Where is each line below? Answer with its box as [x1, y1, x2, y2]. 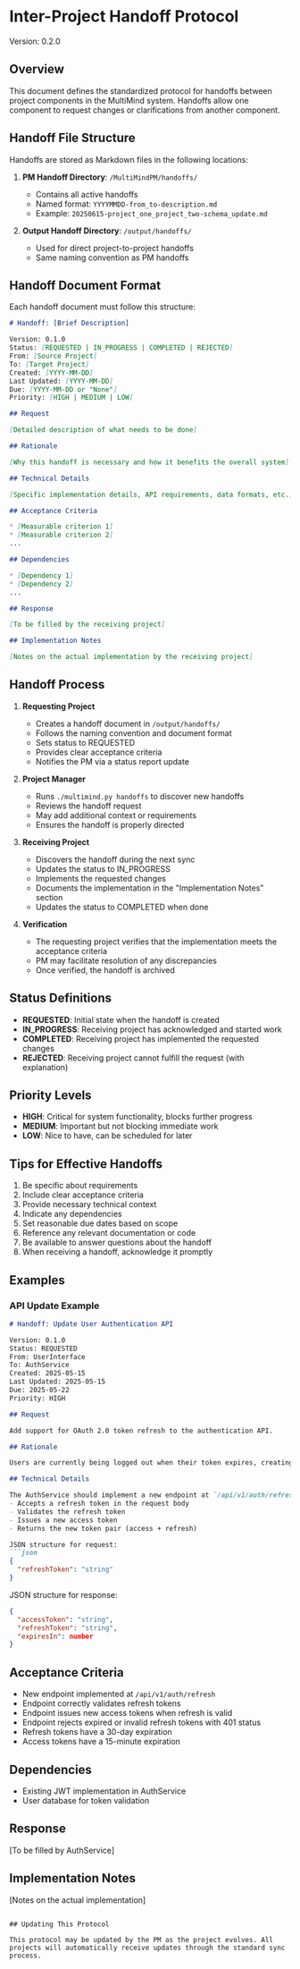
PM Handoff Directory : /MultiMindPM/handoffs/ [21, 172, 198, 182]
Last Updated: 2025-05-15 [9, 1377, 105, 1387]
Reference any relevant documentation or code [21, 1228, 196, 1238]
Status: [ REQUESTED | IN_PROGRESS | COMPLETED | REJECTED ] [9, 343, 234, 352]
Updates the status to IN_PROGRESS [35, 863, 171, 874]
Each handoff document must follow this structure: [9, 301, 196, 312]
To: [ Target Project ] [9, 359, 90, 368]
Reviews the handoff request [35, 800, 142, 811]
